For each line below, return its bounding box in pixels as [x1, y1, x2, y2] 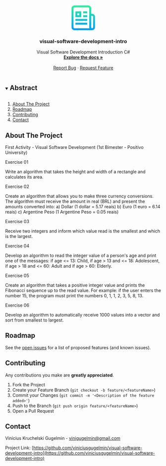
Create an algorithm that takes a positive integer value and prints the [5, 282, 145, 288]
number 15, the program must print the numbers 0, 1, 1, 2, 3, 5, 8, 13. [5, 292, 144, 298]
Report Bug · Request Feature [53, 65, 113, 71]
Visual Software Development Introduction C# [36, 49, 130, 55]
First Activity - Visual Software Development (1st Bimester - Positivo [5, 144, 144, 150]
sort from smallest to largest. [5, 317, 64, 323]
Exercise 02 [5, 184, 30, 189]
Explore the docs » [63, 54, 103, 60]
